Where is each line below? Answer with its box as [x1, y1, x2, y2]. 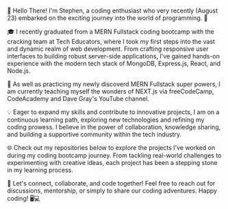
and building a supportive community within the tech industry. [7, 131, 182, 138]
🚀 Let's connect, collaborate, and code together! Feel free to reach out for [7, 179, 216, 187]
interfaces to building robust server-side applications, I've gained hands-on [7, 52, 220, 60]
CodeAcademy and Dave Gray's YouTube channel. [7, 95, 149, 102]
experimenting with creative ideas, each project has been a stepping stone [7, 159, 218, 166]
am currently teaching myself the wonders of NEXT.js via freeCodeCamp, [7, 87, 214, 96]
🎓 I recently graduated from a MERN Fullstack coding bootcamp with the [7, 27, 214, 36]
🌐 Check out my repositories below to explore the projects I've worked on [7, 144, 216, 151]
